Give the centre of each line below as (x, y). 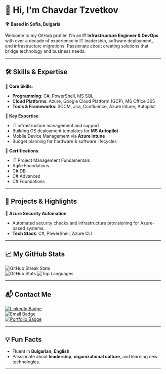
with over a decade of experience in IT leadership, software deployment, (79, 40)
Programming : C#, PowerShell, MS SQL (53, 96)
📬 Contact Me (28, 294)
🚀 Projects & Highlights (41, 202)
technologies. (26, 362)
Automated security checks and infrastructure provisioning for (76, 223)
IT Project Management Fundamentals (51, 160)
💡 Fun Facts (23, 339)
